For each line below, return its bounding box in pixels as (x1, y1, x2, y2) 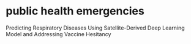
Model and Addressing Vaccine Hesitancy (6, 30, 111, 37)
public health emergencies (6, 4, 144, 18)
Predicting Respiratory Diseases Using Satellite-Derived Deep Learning (6, 24, 185, 31)
